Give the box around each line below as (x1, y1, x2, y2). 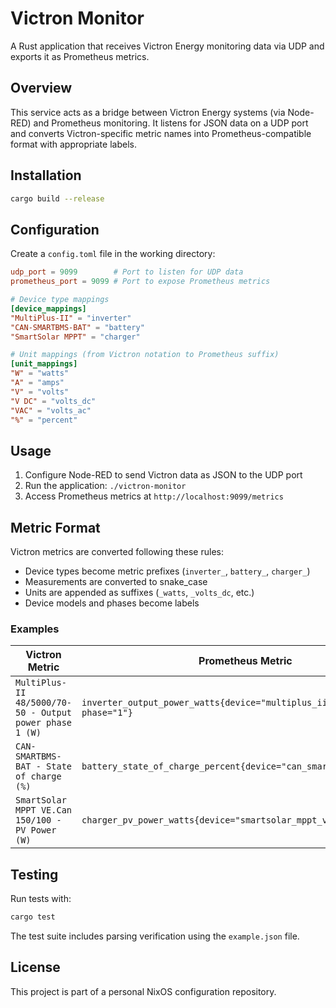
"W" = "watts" (10, 368, 70, 379)
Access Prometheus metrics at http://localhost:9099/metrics (24, 490, 284, 502)
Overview (10, 80, 73, 97)
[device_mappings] (10, 303, 87, 314)
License (10, 959, 61, 976)
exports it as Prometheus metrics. (10, 50, 150, 62)
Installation (10, 167, 82, 184)
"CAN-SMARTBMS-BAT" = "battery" (10, 322, 145, 332)
